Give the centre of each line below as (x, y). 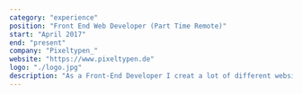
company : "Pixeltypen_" (54, 51)
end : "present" (38, 43)
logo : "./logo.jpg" (46, 68)
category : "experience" (54, 17)
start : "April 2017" (48, 34)
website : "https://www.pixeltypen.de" (82, 59)
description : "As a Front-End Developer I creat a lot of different (140, 76)
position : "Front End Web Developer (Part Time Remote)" (118, 26)
